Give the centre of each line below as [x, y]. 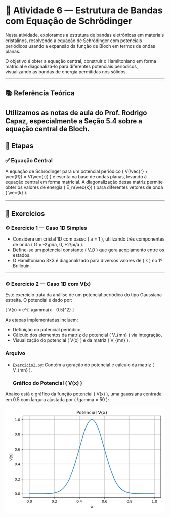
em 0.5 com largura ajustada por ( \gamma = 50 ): [57, 399]
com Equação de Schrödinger [69, 21]
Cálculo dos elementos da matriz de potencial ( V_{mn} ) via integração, [87, 335]
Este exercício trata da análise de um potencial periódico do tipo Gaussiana [83, 295]
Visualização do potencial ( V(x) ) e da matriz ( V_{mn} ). [71, 340]
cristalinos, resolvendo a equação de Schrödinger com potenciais [74, 41]
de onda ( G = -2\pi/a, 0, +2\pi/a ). [48, 245]
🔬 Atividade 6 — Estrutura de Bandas [84, 10]
